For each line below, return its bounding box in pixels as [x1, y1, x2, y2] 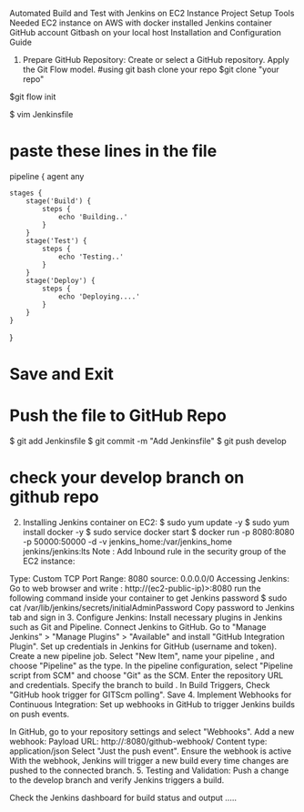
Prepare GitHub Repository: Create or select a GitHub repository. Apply [22, 55, 289, 65]
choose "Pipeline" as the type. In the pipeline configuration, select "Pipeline [9, 660, 294, 671]
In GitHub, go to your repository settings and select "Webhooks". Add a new [9, 726, 295, 736]
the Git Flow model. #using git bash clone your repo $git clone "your [22, 64, 279, 75]
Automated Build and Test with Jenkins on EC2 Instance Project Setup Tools [9, 8, 295, 18]
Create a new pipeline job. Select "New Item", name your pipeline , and [9, 651, 275, 661]
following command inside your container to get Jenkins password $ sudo [9, 593, 288, 604]
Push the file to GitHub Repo [9, 405, 228, 426]
